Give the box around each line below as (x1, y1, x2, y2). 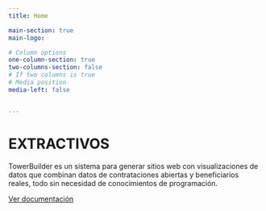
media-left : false (8, 85, 70, 93)
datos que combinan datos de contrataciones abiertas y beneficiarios (8, 170, 239, 180)
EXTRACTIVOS (8, 134, 110, 153)
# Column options (8, 48, 67, 56)
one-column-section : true (8, 56, 95, 64)
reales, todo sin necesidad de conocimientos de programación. (8, 178, 218, 188)
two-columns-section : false (8, 64, 103, 72)
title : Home (8, 11, 48, 20)
